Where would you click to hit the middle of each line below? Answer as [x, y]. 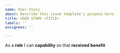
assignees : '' [19, 27]
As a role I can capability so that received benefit [55, 45]
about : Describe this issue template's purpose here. [60, 14]
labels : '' [16, 23]
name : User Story [22, 9]
